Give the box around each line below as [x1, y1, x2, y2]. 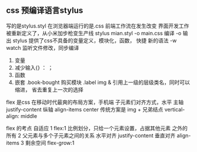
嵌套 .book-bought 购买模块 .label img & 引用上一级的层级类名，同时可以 [14, 79, 190, 86]
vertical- [164, 106, 185, 113]
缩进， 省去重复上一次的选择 [14, 86, 84, 93]
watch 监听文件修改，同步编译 [6, 44, 79, 51]
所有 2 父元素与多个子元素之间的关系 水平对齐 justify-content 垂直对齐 [6, 131, 176, 139]
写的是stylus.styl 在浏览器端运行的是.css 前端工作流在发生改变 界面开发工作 [6, 22, 189, 29]
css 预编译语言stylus [6, 5, 84, 16]
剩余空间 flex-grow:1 [25, 139, 75, 146]
